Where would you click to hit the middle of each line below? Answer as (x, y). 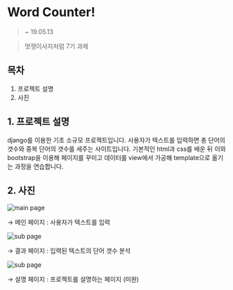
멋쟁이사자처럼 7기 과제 (56, 46)
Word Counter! (52, 12)
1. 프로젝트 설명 (39, 122)
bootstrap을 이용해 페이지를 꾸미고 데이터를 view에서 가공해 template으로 (109, 157)
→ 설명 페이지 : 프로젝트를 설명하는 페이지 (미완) (73, 279)
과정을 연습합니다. (39, 166)
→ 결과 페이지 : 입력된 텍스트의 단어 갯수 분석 (69, 251)
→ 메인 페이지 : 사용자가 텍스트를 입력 (59, 223)
